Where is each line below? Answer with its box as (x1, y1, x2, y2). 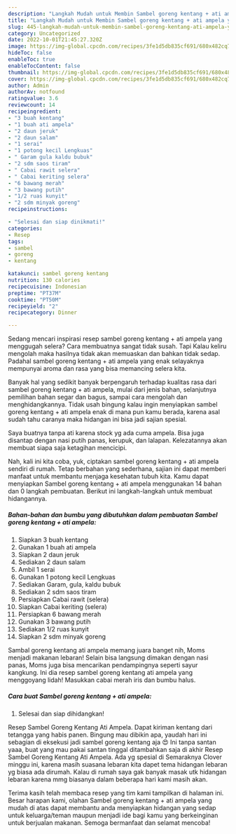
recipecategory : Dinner (8, 309, 78, 316)
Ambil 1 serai (18, 566, 55, 574)
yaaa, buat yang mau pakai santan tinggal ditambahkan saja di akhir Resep (8, 746, 223, 754)
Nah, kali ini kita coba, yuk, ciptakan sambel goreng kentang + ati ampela (8, 457, 219, 466)
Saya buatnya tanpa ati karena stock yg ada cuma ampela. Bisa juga (8, 429, 204, 437)
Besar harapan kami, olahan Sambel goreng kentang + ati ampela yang (8, 796, 212, 805)
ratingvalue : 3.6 (8, 95, 59, 102)
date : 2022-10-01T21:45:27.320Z (8, 36, 102, 43)
